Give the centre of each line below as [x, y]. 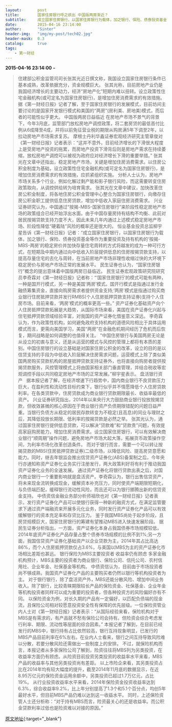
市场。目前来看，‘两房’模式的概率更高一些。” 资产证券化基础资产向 [91, 303]
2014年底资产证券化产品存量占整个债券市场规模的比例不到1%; [83, 534]
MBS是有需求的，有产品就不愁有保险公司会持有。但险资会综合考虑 [88, 618]
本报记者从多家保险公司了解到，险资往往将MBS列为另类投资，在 [95, 650]
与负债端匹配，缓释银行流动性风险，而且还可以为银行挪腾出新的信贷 [90, 489]
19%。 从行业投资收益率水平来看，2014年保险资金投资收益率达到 [86, 682]
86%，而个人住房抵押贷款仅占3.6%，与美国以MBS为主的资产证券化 [89, 547]
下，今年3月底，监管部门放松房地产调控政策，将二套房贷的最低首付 [89, 123]
